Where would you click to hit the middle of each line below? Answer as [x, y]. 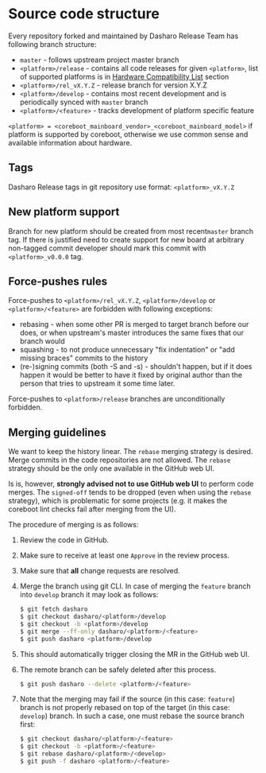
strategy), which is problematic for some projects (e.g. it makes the [118, 501]
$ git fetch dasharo [54, 609]
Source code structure [84, 14]
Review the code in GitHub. [64, 540]
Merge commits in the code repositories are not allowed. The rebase [120, 460]
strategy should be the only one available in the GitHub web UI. [111, 468]
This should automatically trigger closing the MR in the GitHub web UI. [135, 654]
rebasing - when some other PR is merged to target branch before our [134, 324]
